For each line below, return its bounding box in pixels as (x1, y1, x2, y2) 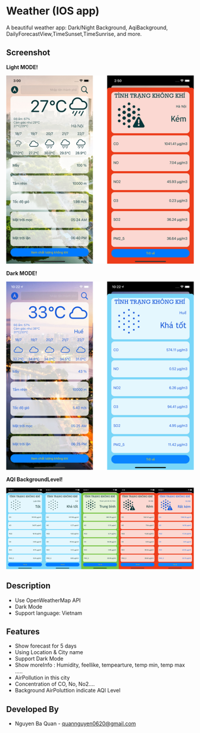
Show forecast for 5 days (14, 642, 77, 649)
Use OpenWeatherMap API (14, 596, 81, 604)
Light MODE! (6, 63, 38, 70)
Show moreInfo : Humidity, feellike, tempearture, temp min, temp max (14, 661, 186, 668)
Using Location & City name (14, 649, 83, 656)
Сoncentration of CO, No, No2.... (14, 680, 95, 688)
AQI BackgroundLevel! (6, 476, 63, 483)
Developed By (6, 704, 60, 714)
